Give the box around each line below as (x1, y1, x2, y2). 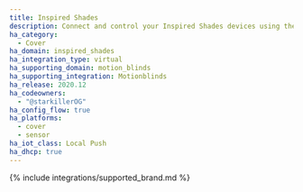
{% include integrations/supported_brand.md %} (9, 172, 191, 183)
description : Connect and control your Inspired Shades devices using (9, 22, 280, 31)
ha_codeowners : (9, 88, 67, 97)
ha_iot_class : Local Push (9, 139, 106, 148)
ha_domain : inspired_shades (9, 47, 115, 56)
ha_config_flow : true (9, 105, 91, 114)
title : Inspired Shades (9, 13, 99, 23)
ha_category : (9, 30, 59, 39)
